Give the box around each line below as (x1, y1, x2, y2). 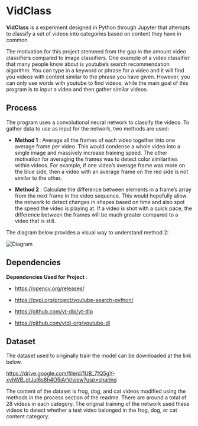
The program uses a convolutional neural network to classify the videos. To (6, 119, 190, 126)
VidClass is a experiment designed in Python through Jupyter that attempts (6, 24, 190, 31)
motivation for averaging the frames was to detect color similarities (14, 155, 178, 163)
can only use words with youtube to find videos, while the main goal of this (6, 79, 189, 87)
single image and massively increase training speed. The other (14, 149, 167, 156)
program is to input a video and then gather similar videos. (6, 85, 148, 93)
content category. (6, 413, 50, 420)
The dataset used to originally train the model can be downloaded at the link (6, 352, 191, 360)
